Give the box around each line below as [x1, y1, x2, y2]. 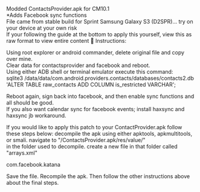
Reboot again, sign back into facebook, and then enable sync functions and [6, 93, 195, 100]
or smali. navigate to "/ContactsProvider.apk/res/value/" [6, 136, 146, 144]
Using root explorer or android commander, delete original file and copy [6, 49, 185, 56]
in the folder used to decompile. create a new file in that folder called [6, 143, 178, 150]
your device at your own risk [6, 24, 77, 31]
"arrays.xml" [6, 149, 37, 156]
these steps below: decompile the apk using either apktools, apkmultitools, [6, 130, 192, 137]
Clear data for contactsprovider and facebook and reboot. [6, 62, 150, 69]
